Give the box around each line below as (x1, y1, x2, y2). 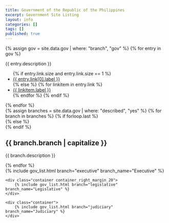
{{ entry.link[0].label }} (12, 76, 60, 82)
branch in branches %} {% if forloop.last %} (5, 113, 98, 119)
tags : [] (5, 27, 24, 32)
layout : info (5, 17, 33, 22)
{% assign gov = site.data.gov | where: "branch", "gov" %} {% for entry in (5, 46, 161, 51)
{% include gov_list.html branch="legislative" (14, 182, 118, 187)
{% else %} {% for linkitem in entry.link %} (12, 81, 102, 87)
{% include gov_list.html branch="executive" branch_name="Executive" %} (5, 167, 164, 174)
